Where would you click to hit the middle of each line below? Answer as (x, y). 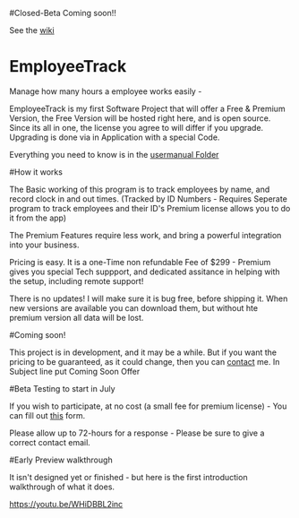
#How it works (36, 172)
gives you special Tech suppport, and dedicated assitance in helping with (145, 272)
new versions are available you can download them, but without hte (133, 307)
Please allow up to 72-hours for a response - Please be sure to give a (137, 433)
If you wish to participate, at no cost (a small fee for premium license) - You (148, 406)
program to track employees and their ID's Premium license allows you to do (150, 208)
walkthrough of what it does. (62, 487)
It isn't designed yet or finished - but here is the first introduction (128, 477)
